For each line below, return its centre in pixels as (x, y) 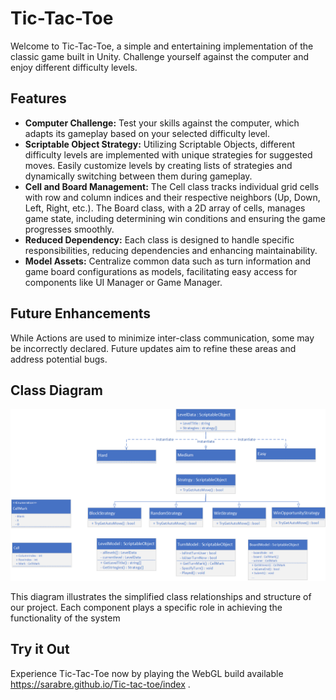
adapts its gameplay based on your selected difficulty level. (147, 133)
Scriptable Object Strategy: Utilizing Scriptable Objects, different (159, 144)
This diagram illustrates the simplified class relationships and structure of (161, 597)
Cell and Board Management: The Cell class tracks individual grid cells (172, 186)
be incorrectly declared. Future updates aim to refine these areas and (153, 348)
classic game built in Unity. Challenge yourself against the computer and (160, 56)
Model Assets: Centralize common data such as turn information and (168, 261)
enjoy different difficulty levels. (74, 67)
